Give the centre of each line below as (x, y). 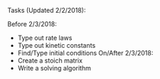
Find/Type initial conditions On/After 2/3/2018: (85, 53)
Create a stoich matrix (50, 60)
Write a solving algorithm (54, 68)
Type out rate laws (45, 38)
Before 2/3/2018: (32, 24)
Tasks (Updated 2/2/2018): (47, 10)
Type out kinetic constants (57, 45)
